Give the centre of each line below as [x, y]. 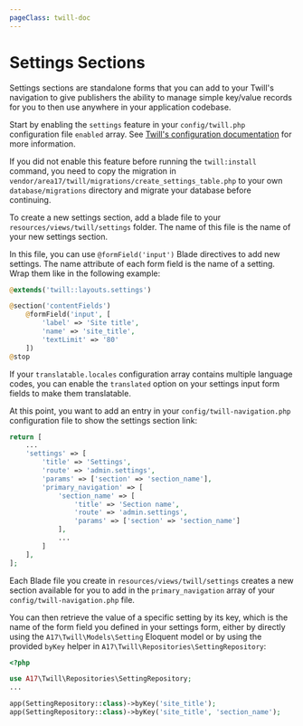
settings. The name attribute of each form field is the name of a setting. [142, 263]
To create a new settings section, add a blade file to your [115, 217]
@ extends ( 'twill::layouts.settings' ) [80, 290]
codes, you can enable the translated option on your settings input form [145, 383]
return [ [26, 437]
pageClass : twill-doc [50, 18]
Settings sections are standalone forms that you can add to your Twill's [142, 88]
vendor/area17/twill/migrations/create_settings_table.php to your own [146, 180]
